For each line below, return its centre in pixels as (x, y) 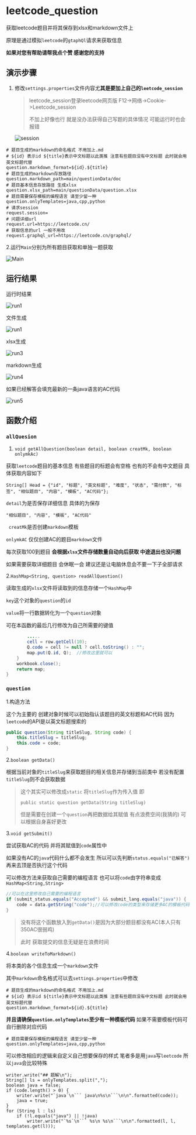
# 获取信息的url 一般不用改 (36, 230)
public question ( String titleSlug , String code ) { (69, 732)
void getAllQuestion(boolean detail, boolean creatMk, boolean (93, 449)
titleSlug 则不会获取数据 (36, 779)
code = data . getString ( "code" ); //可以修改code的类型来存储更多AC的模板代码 (103, 904)
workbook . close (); (39, 663)
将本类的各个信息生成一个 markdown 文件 (52, 965)
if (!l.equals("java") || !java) (57, 1116)
